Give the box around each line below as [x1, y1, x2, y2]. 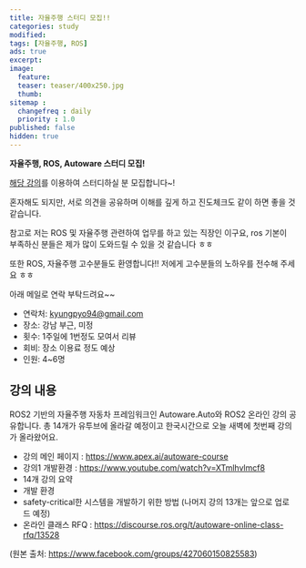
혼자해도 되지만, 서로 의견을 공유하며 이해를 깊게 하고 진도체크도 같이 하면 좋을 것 [9, 197, 296, 208]
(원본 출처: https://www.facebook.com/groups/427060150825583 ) [9, 548, 258, 559]
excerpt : [9, 56, 43, 65]
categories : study [9, 22, 79, 31]
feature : [17, 73, 51, 82]
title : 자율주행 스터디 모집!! [9, 13, 111, 23]
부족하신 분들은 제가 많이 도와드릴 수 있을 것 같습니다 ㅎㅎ [9, 238, 214, 249]
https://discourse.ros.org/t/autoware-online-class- [94, 519, 284, 530]
